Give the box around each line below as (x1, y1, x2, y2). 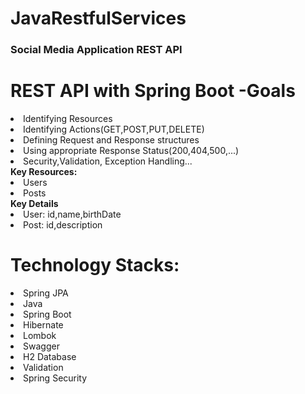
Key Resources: (10, 166, 78, 178)
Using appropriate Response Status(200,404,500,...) (23, 145, 240, 157)
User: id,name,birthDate (23, 208, 122, 221)
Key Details (10, 198, 59, 210)
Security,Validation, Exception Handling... (23, 155, 193, 167)
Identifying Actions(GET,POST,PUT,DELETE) (23, 123, 205, 136)
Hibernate (23, 318, 64, 331)
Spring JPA (23, 287, 69, 299)
